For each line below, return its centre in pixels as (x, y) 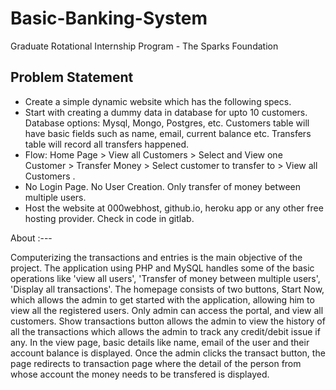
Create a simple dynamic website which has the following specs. (158, 101)
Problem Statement (72, 77)
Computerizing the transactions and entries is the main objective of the (156, 257)
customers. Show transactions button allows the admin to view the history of (168, 321)
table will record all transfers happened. (107, 144)
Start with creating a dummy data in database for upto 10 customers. (166, 112)
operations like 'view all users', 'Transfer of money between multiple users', (165, 278)
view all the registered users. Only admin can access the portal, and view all (167, 310)
